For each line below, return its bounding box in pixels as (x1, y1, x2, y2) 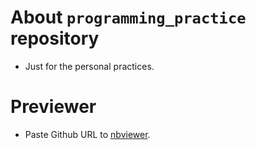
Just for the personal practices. (24, 60, 155, 72)
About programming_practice (10, 6, 247, 29)
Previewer (10, 96, 97, 118)
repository (10, 27, 100, 50)
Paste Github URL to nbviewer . (24, 128, 151, 140)
